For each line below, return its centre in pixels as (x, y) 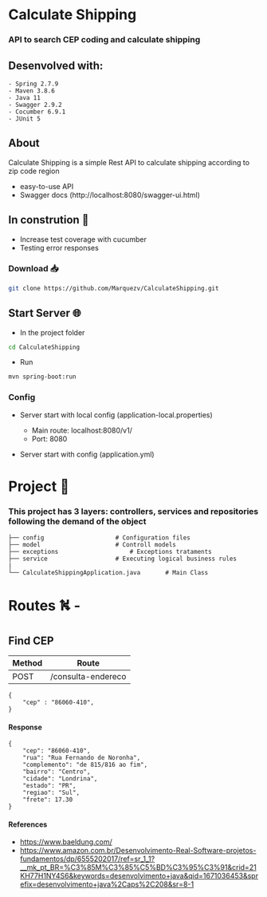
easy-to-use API (47, 186)
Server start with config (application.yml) (87, 454)
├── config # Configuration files (100, 538)
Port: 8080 (49, 439)
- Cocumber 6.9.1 (37, 112)
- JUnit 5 (25, 119)
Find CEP (31, 640)
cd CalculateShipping (44, 347)
